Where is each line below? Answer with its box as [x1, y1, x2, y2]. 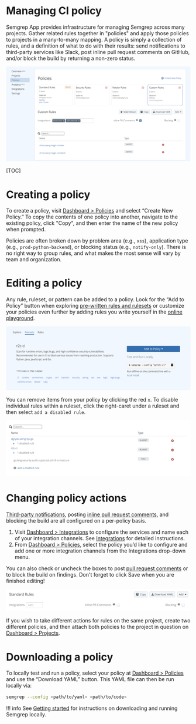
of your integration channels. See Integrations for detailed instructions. [14, 534, 185, 541]
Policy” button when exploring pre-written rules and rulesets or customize [6, 302, 184, 309]
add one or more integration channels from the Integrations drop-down [14, 547, 186, 554]
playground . [6, 315, 35, 322]
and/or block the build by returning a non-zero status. [6, 55, 136, 62]
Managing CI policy [6, 4, 102, 18]
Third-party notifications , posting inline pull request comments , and [6, 511, 169, 518]
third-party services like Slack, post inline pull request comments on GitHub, [6, 48, 190, 55]
